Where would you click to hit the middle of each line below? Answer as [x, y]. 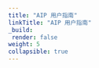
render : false [35, 37]
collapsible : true [38, 52]
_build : [21, 30]
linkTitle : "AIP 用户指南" [50, 23]
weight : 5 [24, 45]
